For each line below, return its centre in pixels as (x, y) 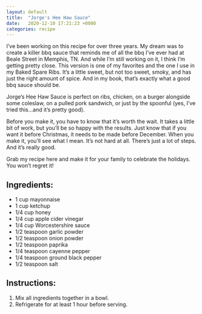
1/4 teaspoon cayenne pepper (52, 251)
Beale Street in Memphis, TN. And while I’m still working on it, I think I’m (96, 59)
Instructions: (31, 283)
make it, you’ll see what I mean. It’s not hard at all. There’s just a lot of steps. (101, 141)
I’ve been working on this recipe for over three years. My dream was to (95, 46)
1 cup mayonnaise (38, 200)
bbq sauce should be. (33, 85)
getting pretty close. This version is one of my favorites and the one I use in (101, 66)
